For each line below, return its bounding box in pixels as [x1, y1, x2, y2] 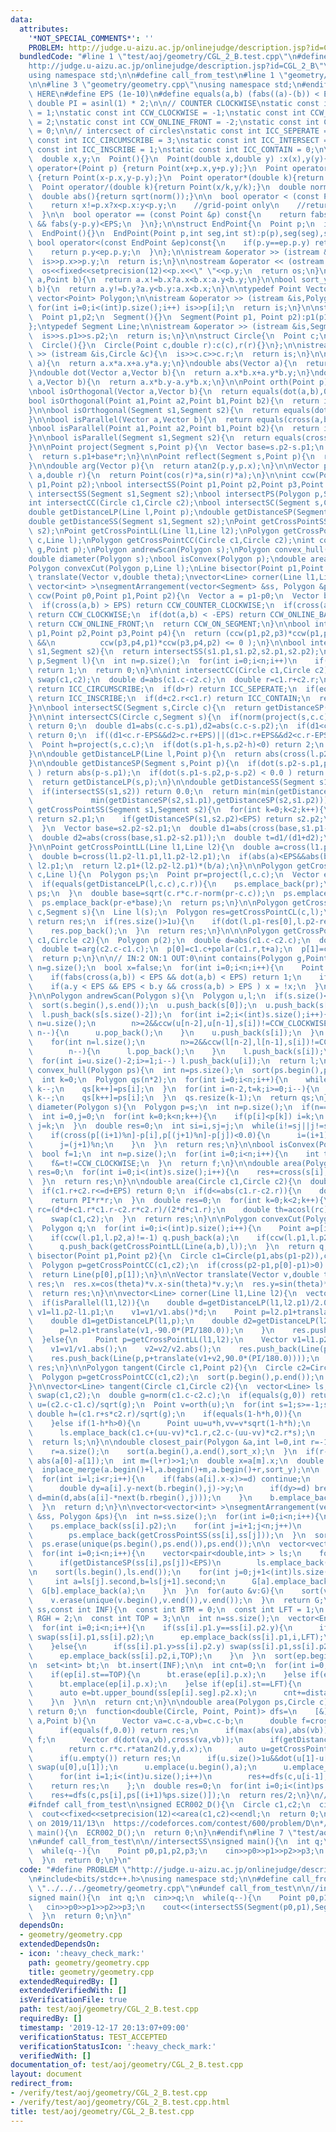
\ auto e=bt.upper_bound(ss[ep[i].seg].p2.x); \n [28, 1688, 257, 1698]
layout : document [10, 2069, 83, 2080]
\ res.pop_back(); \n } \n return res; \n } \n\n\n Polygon [28, 926, 280, 936]
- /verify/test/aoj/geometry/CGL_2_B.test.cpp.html [10, 2097, 230, 2107]
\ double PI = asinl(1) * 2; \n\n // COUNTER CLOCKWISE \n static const [28, 98, 320, 108]
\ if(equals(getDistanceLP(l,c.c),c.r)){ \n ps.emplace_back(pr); [28, 879, 325, 890]
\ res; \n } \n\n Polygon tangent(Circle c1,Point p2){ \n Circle [28, 1362, 293, 1373]
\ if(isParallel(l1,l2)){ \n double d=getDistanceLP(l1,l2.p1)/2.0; [28, 1297, 333, 1308]
